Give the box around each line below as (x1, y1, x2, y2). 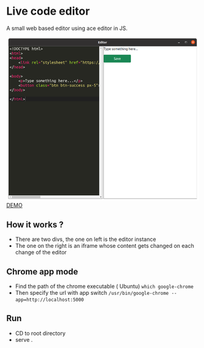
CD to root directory (15, 329, 66, 337)
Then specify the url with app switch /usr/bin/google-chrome (15, 289, 169, 296)
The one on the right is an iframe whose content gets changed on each (15, 242, 194, 250)
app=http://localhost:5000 (15, 297, 84, 303)
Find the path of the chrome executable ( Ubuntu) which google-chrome (15, 283, 194, 290)
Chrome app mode (6, 266, 78, 276)
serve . (15, 336, 33, 343)
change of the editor (15, 249, 67, 256)
